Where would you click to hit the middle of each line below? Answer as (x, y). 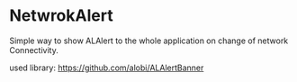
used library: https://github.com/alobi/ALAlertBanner (107, 68)
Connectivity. (34, 50)
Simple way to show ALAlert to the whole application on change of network (149, 41)
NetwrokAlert (62, 16)
